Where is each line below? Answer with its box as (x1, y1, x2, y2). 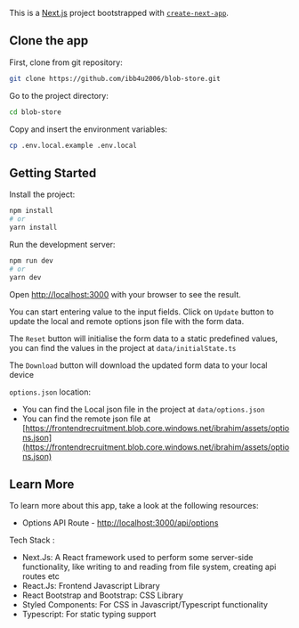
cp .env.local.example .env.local (9, 141, 138, 150)
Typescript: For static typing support (21, 609, 157, 620)
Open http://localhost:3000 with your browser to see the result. (9, 289, 242, 299)
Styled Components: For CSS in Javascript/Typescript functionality (21, 599, 269, 610)
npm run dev (9, 256, 53, 265)
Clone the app (9, 33, 89, 48)
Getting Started (9, 165, 97, 181)
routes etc (21, 571, 61, 582)
